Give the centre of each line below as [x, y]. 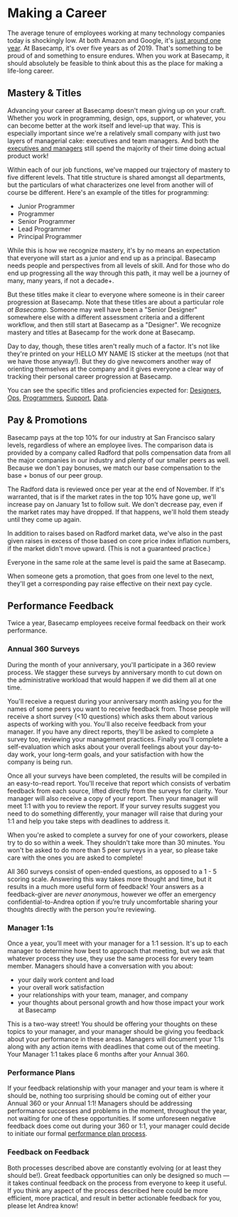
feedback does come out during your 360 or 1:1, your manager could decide [119, 1126]
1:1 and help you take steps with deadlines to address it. [89, 821]
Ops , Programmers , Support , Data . [58, 398]
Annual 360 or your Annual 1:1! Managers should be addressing [100, 1104]
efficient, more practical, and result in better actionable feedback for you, [114, 1198]
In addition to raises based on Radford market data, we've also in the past [115, 533]
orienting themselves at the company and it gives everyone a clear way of [115, 369]
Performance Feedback [60, 606]
